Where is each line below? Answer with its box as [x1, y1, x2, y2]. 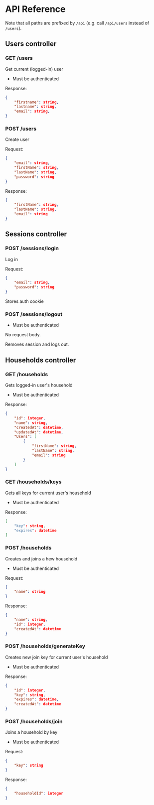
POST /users [5, 125, 36, 132]
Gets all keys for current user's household [5, 490, 91, 496]
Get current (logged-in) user [5, 66, 63, 72]
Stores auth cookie [5, 298, 44, 304]
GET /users [5, 55, 33, 62]
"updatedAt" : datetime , [14, 429, 64, 434]
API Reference [5, 3, 66, 15]
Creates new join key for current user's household [5, 654, 108, 660]
